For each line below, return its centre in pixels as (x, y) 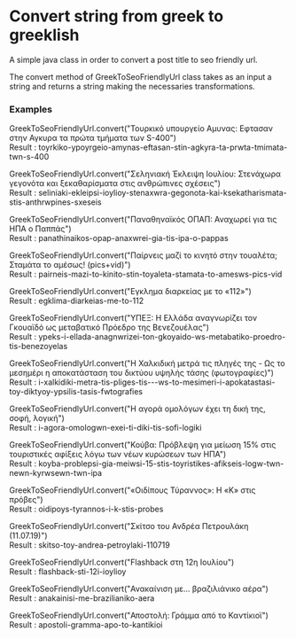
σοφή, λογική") (37, 418)
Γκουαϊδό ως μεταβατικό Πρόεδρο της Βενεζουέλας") (109, 327)
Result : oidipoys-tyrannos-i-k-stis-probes (86, 509)
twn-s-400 (29, 157)
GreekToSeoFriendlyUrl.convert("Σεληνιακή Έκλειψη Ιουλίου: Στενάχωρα (145, 174)
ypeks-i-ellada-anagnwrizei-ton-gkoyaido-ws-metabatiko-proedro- (162, 337)
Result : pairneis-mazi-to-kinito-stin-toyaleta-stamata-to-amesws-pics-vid (146, 274)
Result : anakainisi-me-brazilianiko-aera (82, 598)
